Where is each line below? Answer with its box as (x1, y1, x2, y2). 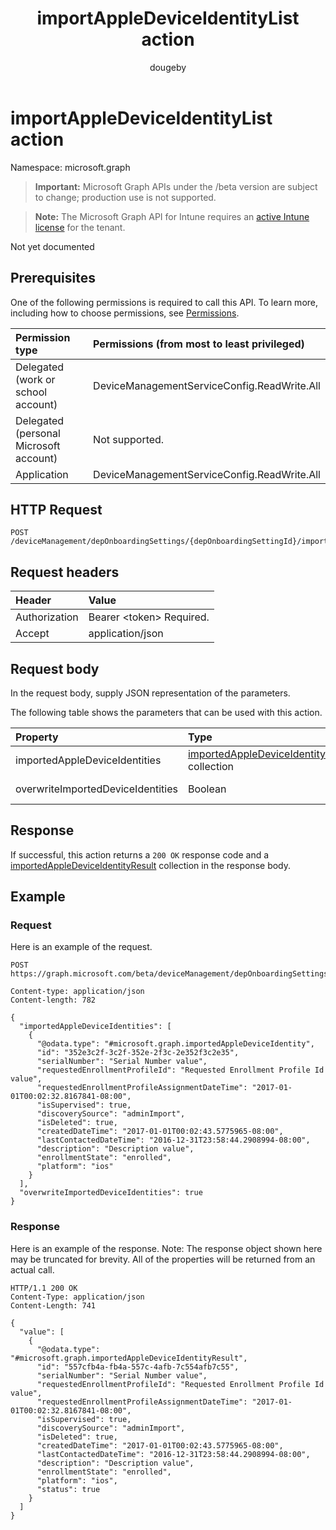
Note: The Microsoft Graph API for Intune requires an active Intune (34, 210, 310, 222)
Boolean (187, 782, 227, 796)
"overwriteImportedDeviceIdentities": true (19, 1188, 203, 1198)
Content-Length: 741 (10, 1300, 97, 1311)
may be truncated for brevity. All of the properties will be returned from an (10, 1253, 316, 1265)
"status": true (36, 1484, 101, 1494)
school (15, 385, 48, 399)
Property (15, 730, 59, 744)
